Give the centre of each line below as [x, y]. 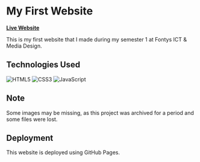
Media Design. [24, 46]
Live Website [23, 28]
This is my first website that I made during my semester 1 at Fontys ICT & [97, 39]
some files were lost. [32, 119]
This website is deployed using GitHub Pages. [63, 152]
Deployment [30, 138]
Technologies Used [43, 65]
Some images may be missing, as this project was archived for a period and [100, 113]
